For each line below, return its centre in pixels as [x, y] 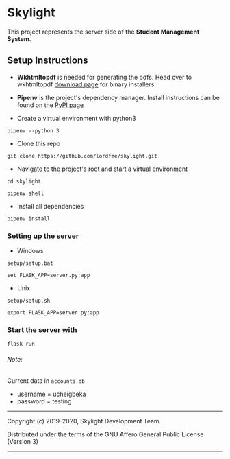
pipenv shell [26, 193]
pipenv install [29, 219]
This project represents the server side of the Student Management [103, 32]
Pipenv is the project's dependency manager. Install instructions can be [118, 97]
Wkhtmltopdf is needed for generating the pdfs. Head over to [104, 77]
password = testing [44, 401]
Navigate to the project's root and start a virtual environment [102, 169]
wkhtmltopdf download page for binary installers [86, 84]
